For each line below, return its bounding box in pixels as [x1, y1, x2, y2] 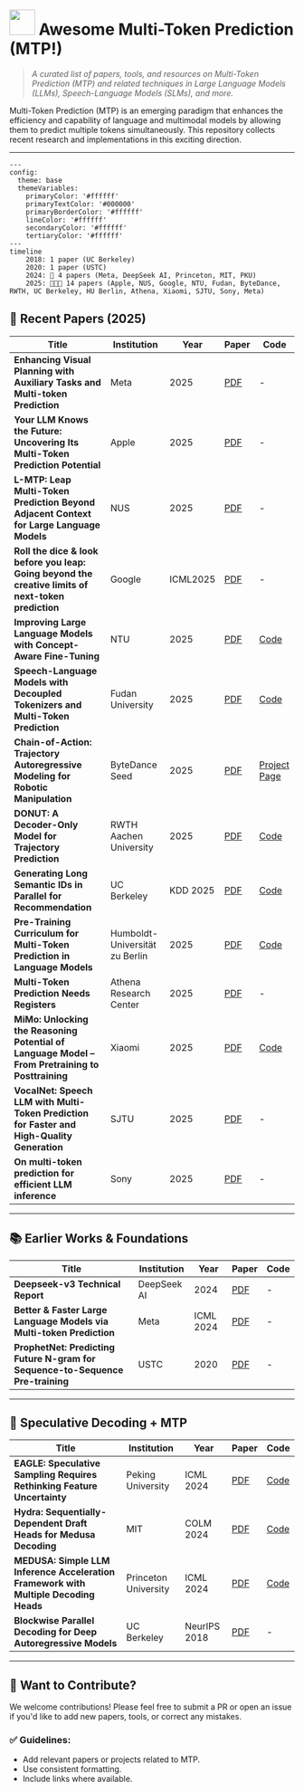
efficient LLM [14, 1177, 72, 1190]
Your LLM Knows [14, 413, 89, 425]
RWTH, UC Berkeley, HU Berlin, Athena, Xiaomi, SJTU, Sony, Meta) [9, 286, 265, 296]
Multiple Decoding [14, 1588, 95, 1601]
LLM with [14, 1095, 55, 1108]
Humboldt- [109, 927, 158, 939]
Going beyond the [14, 567, 93, 579]
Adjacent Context [14, 507, 92, 519]
